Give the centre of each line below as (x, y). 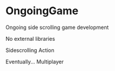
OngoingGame (42, 11)
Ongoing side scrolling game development (57, 27)
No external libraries (31, 38)
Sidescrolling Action (30, 50)
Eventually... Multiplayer (35, 62)
